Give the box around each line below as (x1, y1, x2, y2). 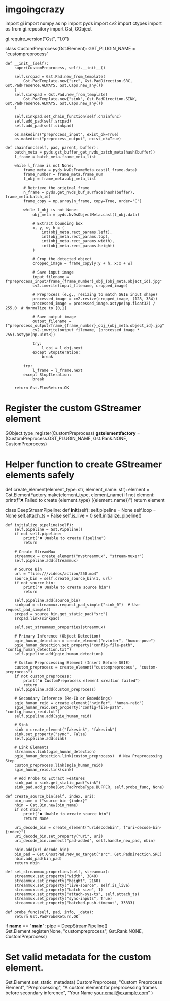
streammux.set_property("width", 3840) (14, 873, 99, 879)
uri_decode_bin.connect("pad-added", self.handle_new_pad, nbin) (14, 838, 156, 843)
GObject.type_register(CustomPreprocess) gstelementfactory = (5, 430, 141, 436)
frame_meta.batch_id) (5, 194, 51, 199)
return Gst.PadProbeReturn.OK (14, 914, 79, 919)
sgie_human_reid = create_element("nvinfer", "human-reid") (14, 700, 144, 705)
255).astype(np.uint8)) (5, 332, 56, 337)
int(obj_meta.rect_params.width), (41, 238, 115, 244)
